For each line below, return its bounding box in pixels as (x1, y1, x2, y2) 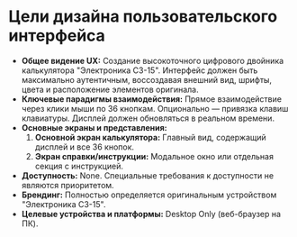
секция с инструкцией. (34, 160, 123, 171)
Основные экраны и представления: (21, 122, 167, 132)
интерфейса (8, 25, 105, 46)
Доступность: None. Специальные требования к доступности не (21, 169, 274, 181)
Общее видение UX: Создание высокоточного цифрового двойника (21, 55, 284, 66)
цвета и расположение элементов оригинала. (21, 84, 199, 95)
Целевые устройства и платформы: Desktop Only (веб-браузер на (21, 208, 281, 219)
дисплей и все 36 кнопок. (34, 141, 135, 152)
